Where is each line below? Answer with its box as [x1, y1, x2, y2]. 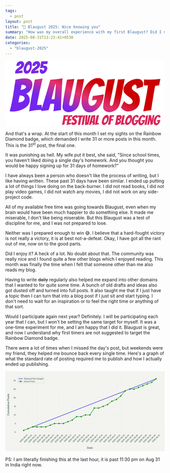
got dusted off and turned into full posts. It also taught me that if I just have [5, 288, 161, 294]
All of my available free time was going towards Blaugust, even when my [5, 204, 156, 210]
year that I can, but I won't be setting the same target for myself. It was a [5, 319, 157, 325]
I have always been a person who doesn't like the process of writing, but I [5, 173, 159, 179]
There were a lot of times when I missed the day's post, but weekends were [5, 345, 163, 351]
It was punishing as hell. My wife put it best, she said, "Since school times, [5, 152, 160, 158]
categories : [5, 41, 30, 46]
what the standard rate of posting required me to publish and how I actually [5, 356, 162, 362]
